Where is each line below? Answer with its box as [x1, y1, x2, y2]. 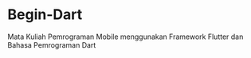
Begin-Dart [7, 6, 83, 24]
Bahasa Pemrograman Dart [7, 40, 96, 49]
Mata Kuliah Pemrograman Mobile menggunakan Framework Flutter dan [7, 32, 244, 41]
